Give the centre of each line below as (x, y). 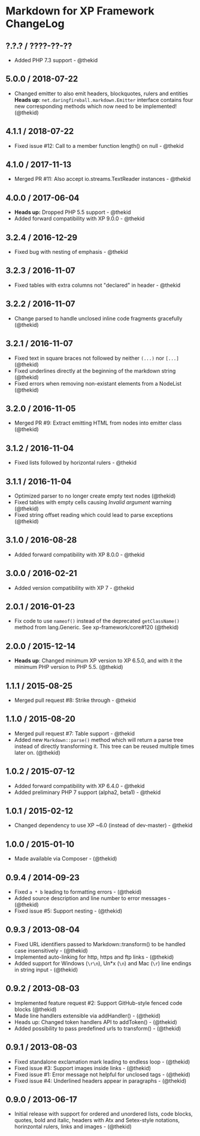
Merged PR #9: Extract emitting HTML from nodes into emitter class (98, 423)
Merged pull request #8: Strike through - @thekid (75, 700)
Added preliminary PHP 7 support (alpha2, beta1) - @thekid (87, 792)
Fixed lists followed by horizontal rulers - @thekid (75, 463)
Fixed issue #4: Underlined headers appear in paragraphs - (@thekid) (100, 1081)
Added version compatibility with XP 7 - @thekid (74, 587)
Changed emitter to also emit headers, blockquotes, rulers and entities (101, 93)
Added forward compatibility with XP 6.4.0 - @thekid (79, 786)
